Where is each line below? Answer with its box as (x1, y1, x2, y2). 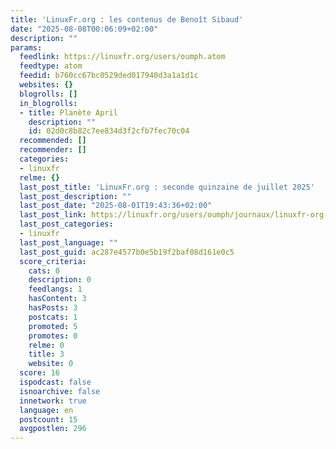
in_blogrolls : (19, 98, 78, 108)
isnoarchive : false (19, 386, 101, 396)
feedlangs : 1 (28, 284, 83, 295)
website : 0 (28, 359, 74, 369)
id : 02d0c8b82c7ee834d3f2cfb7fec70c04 (28, 126, 190, 136)
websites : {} (19, 80, 74, 90)
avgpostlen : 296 (19, 424, 87, 434)
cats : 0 (28, 266, 60, 276)
